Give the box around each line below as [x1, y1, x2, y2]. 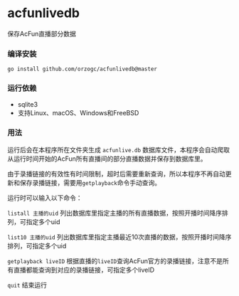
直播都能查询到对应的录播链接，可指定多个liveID [13, 265, 155, 274]
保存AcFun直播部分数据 [7, 29, 76, 38]
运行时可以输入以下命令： [7, 194, 83, 202]
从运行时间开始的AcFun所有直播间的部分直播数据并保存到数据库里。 [7, 154, 207, 163]
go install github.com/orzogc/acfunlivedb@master [7, 65, 158, 73]
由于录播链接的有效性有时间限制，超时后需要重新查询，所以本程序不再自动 [7, 169, 225, 178]
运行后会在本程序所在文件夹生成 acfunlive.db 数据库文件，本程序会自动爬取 [7, 145, 230, 154]
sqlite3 [17, 100, 38, 108]
